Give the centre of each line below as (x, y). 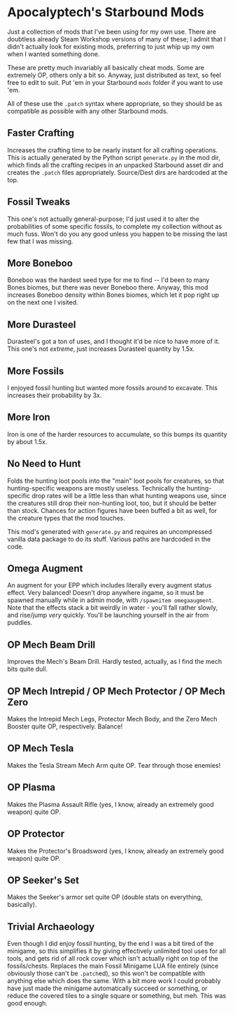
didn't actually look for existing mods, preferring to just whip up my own (111, 46)
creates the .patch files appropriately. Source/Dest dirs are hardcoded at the (117, 172)
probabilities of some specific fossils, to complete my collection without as (115, 226)
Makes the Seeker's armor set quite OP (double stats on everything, (105, 897)
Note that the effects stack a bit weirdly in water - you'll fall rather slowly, (113, 608)
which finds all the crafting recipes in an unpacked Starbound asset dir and (115, 165)
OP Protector (36, 834)
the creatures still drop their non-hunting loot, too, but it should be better (112, 503)
